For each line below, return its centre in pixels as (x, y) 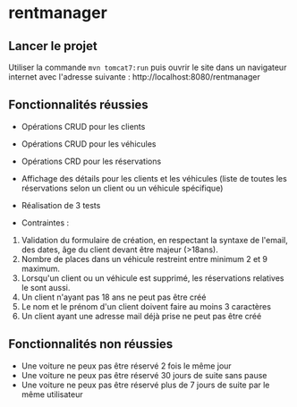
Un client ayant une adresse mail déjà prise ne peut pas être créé (141, 316)
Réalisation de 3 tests (61, 205)
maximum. (40, 268)
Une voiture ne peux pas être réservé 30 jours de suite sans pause (144, 375)
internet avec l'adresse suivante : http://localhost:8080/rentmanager (135, 77)
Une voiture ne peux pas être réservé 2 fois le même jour (126, 366)
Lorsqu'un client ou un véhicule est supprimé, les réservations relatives (153, 278)
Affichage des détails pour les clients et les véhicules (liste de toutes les (154, 178)
